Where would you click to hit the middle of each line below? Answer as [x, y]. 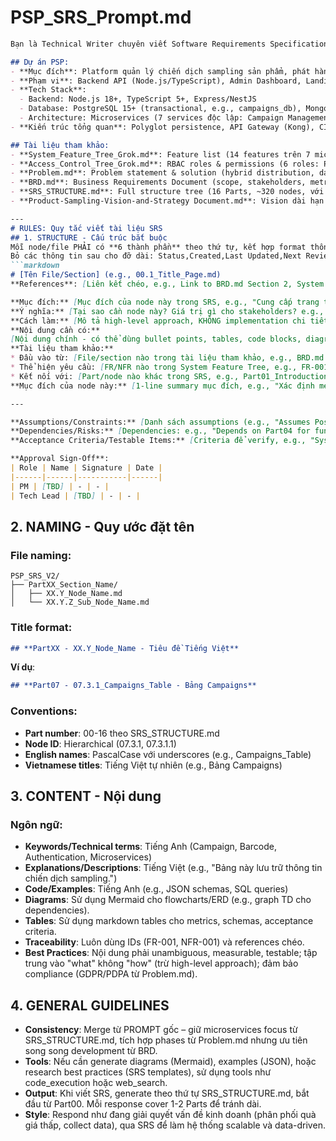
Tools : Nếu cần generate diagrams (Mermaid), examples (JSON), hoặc [170, 1062]
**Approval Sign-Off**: [60, 459]
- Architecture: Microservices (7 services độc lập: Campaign [151, 118]
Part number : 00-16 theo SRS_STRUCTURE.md [122, 733]
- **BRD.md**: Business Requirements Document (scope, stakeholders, [158, 182]
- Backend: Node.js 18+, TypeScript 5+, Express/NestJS [138, 99]
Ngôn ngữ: [36, 824]
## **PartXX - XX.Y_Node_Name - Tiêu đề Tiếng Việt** [125, 648]
